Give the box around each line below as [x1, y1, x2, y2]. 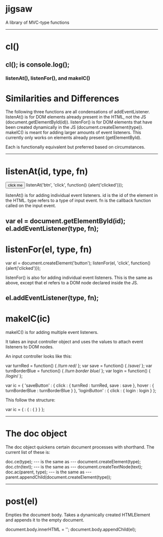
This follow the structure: [5, 397, 56, 403]
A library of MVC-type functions [5, 19, 70, 25]
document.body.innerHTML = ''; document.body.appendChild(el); [5, 526, 136, 532]
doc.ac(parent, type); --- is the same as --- [5, 469, 92, 475]
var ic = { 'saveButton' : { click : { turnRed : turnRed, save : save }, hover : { [5, 382, 154, 388]
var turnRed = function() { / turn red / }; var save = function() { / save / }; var [5, 363, 152, 368]
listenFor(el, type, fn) [5, 244, 92, 255]
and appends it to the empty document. [5, 517, 84, 523]
